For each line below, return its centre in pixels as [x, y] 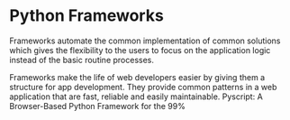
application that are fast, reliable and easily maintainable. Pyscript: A [136, 97]
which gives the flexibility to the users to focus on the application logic [140, 50]
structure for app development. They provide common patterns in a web [143, 87]
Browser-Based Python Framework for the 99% [98, 106]
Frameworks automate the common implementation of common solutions [145, 41]
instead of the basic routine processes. [82, 60]
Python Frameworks [86, 16]
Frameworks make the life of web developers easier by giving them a [137, 77]
